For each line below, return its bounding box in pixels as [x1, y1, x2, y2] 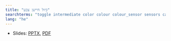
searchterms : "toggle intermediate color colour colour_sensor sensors [5, 12, 160, 17]
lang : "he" [5, 16, 28, 21]
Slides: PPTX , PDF [12, 30, 51, 36]
